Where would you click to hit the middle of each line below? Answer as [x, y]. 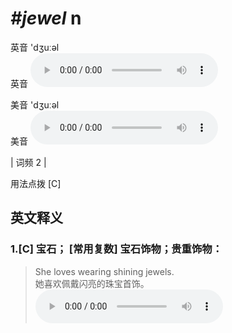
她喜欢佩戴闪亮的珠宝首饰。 [92, 283]
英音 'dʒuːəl [35, 47]
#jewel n [46, 18]
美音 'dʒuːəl [35, 104]
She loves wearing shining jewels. [104, 271]
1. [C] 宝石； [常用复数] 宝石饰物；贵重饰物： [116, 249]
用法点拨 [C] [36, 183]
